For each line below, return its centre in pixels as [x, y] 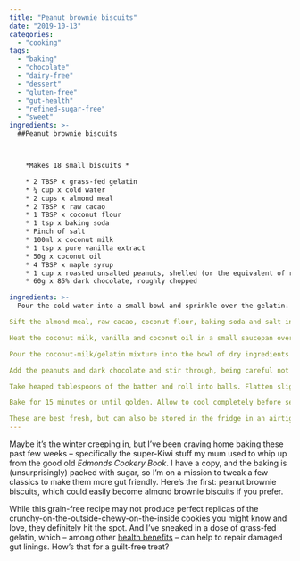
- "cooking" [40, 42]
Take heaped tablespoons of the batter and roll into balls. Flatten [142, 386]
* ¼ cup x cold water [65, 190]
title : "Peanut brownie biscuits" [74, 17]
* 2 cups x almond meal [70, 198]
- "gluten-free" [47, 92]
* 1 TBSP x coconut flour [74, 215]
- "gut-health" [46, 100]
